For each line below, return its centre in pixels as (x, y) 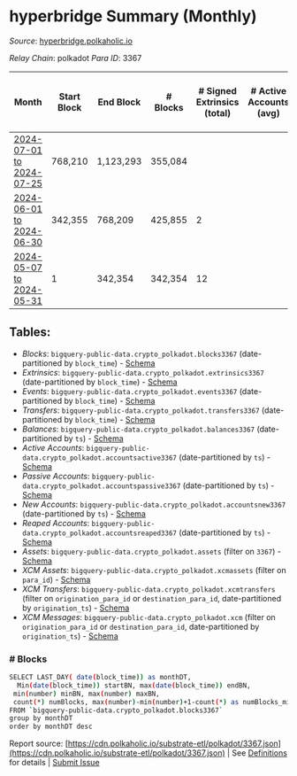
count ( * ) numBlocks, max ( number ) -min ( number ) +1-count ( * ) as (126, 702)
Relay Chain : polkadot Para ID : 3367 (76, 58)
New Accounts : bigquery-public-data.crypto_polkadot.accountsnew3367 (154, 504)
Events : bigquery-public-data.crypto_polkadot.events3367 (129, 391)
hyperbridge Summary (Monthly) (133, 16)
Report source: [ (39, 744)
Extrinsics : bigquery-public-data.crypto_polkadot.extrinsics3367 (143, 372)
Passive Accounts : (56, 476)
